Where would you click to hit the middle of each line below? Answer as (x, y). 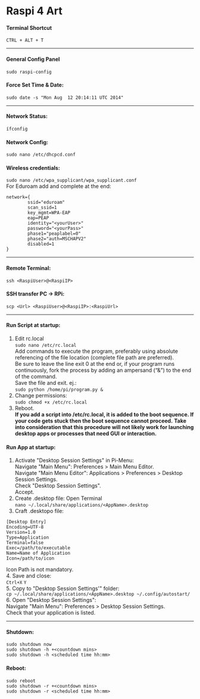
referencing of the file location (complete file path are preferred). (94, 358)
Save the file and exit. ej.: (46, 383)
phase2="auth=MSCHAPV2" (57, 239)
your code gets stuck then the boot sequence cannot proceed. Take (100, 421)
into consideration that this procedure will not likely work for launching (104, 427)
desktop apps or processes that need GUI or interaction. (85, 434)
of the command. (36, 377)
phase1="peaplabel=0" (54, 234)
